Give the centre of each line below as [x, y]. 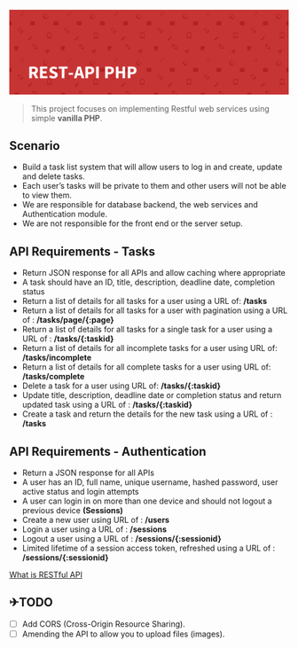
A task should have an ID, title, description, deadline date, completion [149, 282]
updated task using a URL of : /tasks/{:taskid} [107, 405]
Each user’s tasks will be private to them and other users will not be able [154, 186]
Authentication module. [65, 215]
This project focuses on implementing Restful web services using [150, 108]
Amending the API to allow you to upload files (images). [123, 634]
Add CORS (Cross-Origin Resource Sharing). [104, 624]
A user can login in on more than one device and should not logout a [147, 501]
